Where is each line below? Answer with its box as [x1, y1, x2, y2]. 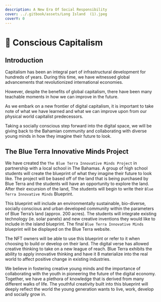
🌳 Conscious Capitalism [5, 37, 103, 48]
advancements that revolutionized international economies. [5, 79, 124, 85]
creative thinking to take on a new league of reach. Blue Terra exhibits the [5, 246, 152, 252]
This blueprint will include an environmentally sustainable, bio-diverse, [5, 201, 146, 207]
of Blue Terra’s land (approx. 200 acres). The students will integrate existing [5, 211, 157, 217]
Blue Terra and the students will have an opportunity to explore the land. [5, 181, 149, 187]
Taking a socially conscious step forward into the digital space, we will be [5, 123, 152, 129]
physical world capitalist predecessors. [5, 113, 83, 119]
